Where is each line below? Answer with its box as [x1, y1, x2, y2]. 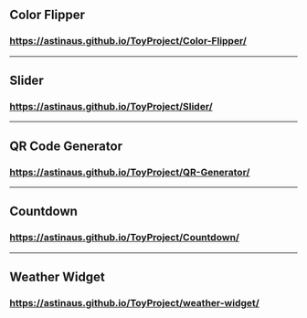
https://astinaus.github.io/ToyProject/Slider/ [9, 101, 213, 112]
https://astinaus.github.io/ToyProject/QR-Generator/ [9, 165, 250, 178]
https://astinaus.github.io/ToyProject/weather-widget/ [9, 297, 260, 310]
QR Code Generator [9, 138, 123, 154]
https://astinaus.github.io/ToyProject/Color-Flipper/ [9, 35, 247, 48]
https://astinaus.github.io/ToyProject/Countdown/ [9, 231, 240, 244]
